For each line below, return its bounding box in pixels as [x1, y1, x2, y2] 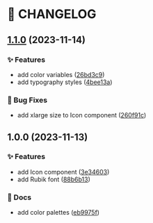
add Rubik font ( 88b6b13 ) [17, 175, 90, 183]
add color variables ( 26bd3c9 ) [17, 70, 105, 79]
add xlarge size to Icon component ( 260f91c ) [17, 111, 147, 119]
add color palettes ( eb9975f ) [17, 208, 99, 217]
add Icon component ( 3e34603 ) [17, 167, 110, 176]
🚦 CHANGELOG [7, 6, 97, 22]
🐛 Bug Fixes [7, 95, 47, 105]
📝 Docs [7, 192, 32, 202]
